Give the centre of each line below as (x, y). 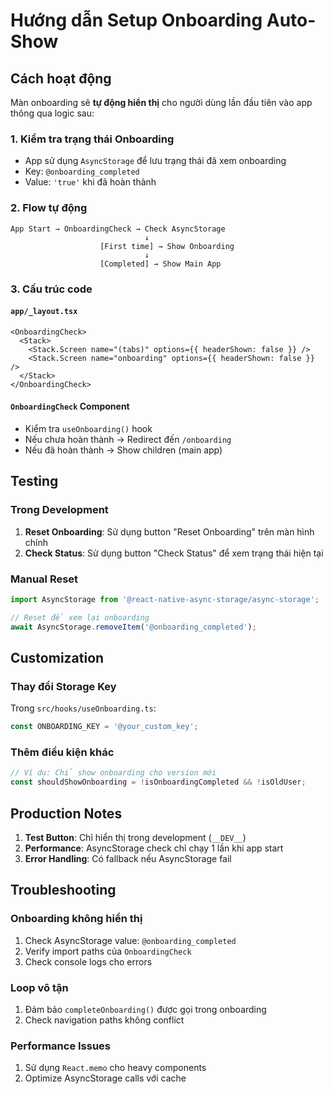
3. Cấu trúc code (51, 289)
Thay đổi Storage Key (63, 686)
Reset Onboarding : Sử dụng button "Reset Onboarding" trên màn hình (169, 531)
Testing (34, 481)
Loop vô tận (39, 987)
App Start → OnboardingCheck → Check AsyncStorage (118, 229)
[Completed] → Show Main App (160, 264)
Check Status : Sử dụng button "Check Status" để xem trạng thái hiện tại (174, 553)
